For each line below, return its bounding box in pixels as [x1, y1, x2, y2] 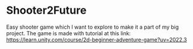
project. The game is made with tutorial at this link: [6, 29, 131, 36]
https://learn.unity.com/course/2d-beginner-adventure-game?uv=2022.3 [6, 36, 187, 43]
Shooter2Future [6, 4, 87, 17]
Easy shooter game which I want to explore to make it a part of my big [6, 23, 179, 30]
